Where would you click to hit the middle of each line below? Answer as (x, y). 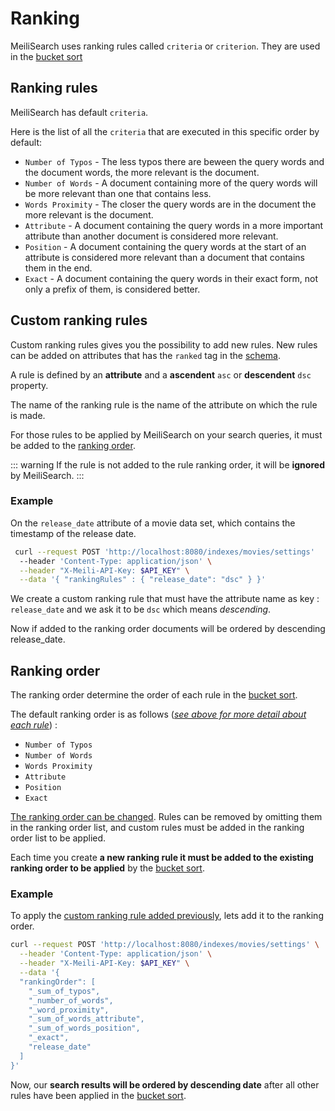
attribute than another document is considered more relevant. (151, 236)
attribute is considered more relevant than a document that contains (164, 257)
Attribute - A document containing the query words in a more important (174, 225)
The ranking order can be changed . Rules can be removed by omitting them (166, 817)
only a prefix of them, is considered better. (112, 289)
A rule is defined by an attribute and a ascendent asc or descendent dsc (161, 374)
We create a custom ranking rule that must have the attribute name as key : (165, 599)
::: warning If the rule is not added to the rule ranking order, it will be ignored (167, 464)
